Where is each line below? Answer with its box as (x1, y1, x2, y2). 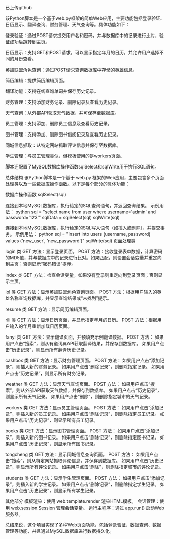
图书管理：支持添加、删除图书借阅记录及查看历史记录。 (5, 131, 121, 137)
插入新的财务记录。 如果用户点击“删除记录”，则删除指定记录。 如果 (20, 364, 161, 369)
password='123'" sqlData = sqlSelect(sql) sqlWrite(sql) (5, 215, 120, 220)
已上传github (5, 5, 32, 10)
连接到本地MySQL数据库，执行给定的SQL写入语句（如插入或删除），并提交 (5, 225, 161, 231)
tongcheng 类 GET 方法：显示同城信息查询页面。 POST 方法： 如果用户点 (5, 451, 159, 457)
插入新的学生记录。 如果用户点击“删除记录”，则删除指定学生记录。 (20, 481, 159, 487)
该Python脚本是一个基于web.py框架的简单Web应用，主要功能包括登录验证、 (5, 15, 165, 21)
